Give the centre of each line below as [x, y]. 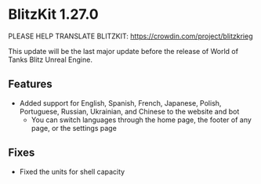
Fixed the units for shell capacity [72, 171]
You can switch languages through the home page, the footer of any [141, 120]
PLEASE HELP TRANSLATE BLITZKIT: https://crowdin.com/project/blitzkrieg [130, 36]
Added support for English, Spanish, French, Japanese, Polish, [120, 103]
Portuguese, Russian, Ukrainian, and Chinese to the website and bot [129, 111]
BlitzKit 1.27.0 [54, 14]
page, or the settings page [74, 128]
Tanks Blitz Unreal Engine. [50, 60]
